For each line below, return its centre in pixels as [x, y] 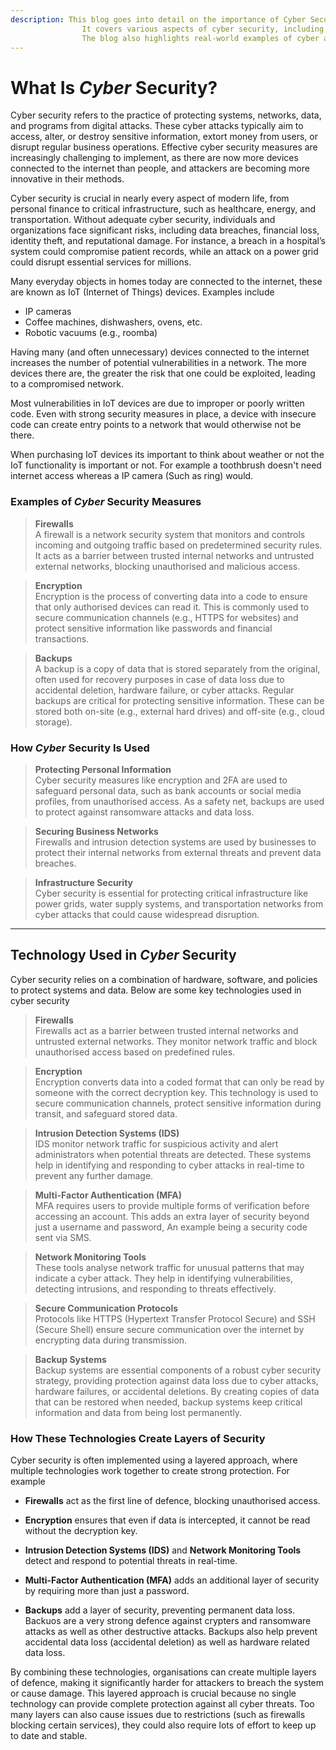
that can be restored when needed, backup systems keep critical [168, 1402]
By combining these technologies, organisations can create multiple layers [163, 1672]
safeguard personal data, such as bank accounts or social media [168, 790]
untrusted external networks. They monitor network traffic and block [176, 1041]
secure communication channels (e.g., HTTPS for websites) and [166, 617]
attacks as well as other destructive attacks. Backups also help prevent [171, 1632]
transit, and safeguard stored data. [106, 1113]
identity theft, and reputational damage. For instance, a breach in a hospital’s [168, 241]
